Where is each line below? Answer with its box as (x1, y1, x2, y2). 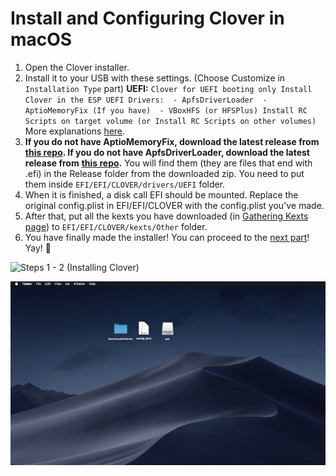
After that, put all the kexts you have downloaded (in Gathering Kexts (24, 210, 309, 222)
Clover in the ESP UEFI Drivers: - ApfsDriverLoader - (24, 95, 268, 105)
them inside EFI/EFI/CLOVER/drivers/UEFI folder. (24, 178, 226, 190)
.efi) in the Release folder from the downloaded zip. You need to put (24, 167, 305, 179)
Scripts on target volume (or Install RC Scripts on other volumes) (24, 116, 317, 126)
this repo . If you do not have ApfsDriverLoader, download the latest (24, 146, 310, 158)
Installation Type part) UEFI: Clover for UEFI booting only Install (24, 82, 313, 94)
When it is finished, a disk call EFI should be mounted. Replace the (24, 188, 299, 201)
